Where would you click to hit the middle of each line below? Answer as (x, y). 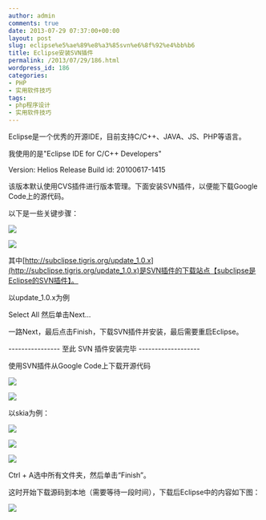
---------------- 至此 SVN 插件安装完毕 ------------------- (104, 349)
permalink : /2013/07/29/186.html (64, 61)
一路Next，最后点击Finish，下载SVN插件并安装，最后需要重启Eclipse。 (126, 331)
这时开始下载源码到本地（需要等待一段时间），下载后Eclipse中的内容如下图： (134, 492)
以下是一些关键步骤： (43, 213)
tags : (17, 98)
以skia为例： (29, 413)
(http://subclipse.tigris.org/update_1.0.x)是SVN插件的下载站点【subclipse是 (132, 270)
